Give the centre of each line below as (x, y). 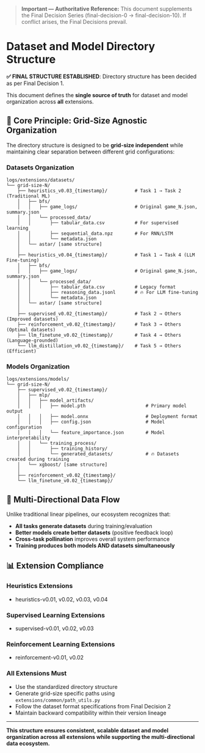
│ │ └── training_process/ (57, 443)
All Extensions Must (37, 674)
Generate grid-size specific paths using (65, 693)
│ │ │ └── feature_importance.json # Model (91, 433)
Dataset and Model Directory (81, 47)
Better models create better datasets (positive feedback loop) (94, 533)
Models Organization (38, 366)
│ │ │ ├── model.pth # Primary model (102, 406)
